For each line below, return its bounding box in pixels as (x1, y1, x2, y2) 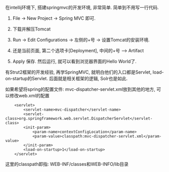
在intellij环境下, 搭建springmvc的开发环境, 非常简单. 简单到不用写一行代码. (5, 5, 159, 10)
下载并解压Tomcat (12, 26, 51, 32)
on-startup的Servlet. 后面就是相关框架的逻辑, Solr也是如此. (5, 76, 128, 81)
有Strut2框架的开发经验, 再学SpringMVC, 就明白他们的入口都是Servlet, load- (5, 69, 164, 75)
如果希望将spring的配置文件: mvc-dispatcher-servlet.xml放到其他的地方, (5, 86, 156, 92)
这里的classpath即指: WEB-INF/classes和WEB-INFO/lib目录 (5, 161, 129, 167)
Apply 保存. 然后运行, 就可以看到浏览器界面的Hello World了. (12, 58, 137, 64)
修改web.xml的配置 (9, 93, 50, 98)
